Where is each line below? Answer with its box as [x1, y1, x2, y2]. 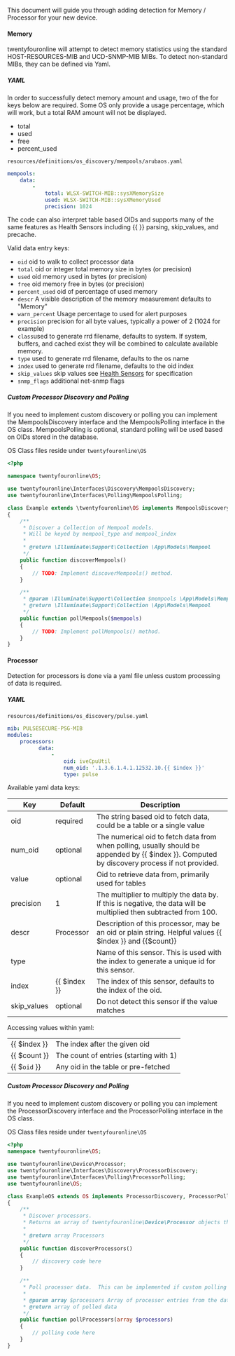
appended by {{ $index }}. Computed [97, 850, 218, 860]
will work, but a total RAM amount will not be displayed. [7, 109, 166, 117]
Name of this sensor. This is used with [97, 948, 222, 958]
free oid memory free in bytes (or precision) [17, 280, 145, 288]
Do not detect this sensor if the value [97, 997, 218, 1007]
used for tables [97, 879, 146, 888]
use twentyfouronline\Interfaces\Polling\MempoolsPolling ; [7, 492, 183, 499]
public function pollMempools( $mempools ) [20, 615, 142, 622]
